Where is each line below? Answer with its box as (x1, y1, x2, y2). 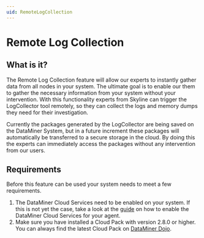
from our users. (6, 147, 46, 154)
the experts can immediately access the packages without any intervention (6, 140, 196, 147)
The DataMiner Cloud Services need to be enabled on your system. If (15, 199, 191, 206)
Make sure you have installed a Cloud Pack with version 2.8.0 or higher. (15, 218, 196, 226)
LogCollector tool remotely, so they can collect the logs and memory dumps (6, 102, 198, 109)
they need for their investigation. (6, 109, 89, 116)
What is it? (6, 60, 48, 71)
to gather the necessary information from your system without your (6, 89, 176, 96)
